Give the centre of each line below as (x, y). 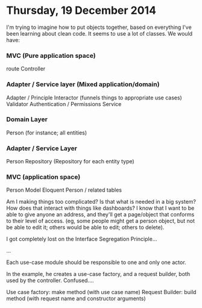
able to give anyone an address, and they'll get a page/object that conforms (100, 215)
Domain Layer (27, 119)
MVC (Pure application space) (51, 55)
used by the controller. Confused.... (50, 280)
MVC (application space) (43, 177)
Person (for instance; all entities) (47, 133)
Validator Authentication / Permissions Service (64, 104)
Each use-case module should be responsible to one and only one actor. (96, 262)
